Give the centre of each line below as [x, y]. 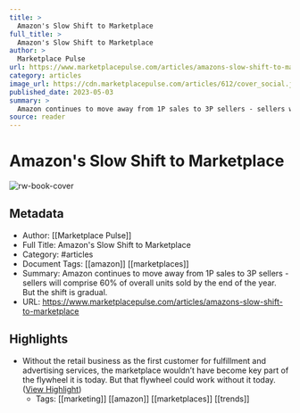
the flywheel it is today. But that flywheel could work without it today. [149, 379]
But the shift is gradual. [65, 292]
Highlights [39, 339]
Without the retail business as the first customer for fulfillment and [144, 360]
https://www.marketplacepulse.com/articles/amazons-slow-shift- [162, 301]
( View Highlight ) [52, 389]
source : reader [37, 117]
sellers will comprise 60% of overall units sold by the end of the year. [149, 283]
